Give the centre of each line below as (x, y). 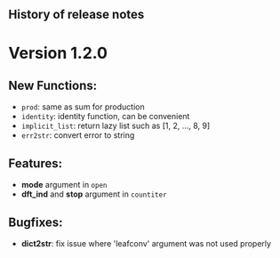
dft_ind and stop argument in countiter (94, 194)
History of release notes (76, 15)
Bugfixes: (36, 222)
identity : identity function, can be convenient (105, 117)
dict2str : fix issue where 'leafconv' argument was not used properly (146, 244)
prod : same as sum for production (83, 107)
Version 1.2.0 (58, 53)
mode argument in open (64, 185)
